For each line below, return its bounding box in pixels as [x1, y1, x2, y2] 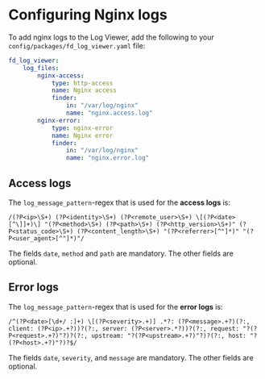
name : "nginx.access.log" [65, 109, 153, 118]
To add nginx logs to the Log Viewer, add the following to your [8, 32, 215, 42]
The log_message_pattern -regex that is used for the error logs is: [8, 302, 223, 311]
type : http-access [51, 79, 114, 87]
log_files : [23, 64, 60, 72]
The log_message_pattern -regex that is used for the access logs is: [8, 198, 231, 207]
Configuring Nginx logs [8, 6, 168, 24]
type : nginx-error [51, 123, 114, 132]
